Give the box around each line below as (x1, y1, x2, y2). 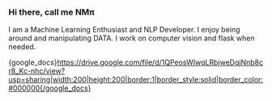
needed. (8, 42, 36, 52)
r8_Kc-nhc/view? (8, 66, 66, 76)
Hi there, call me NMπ (8, 6, 96, 18)
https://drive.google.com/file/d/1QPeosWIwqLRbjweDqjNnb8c (57, 57, 264, 67)
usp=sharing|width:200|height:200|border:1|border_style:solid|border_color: (8, 75, 264, 85)
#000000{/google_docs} (8, 83, 91, 93)
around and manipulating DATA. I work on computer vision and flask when (8, 33, 255, 43)
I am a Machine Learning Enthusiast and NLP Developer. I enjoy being (8, 25, 240, 35)
